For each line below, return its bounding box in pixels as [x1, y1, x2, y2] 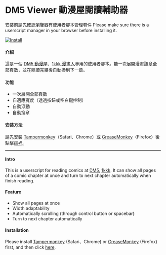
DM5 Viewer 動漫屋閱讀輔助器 [5, 4, 128, 16]
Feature [5, 189, 21, 195]
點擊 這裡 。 [5, 140, 27, 146]
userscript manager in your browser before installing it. [5, 27, 117, 33]
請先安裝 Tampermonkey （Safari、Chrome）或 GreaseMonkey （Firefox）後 [5, 134, 160, 140]
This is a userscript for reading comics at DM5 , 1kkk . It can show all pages [5, 167, 156, 173]
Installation [5, 227, 29, 233]
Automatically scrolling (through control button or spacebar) [12, 211, 135, 216]
